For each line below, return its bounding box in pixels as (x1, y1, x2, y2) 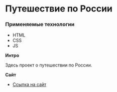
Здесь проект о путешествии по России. (5, 62, 92, 68)
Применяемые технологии (5, 21, 75, 28)
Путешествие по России (5, 3, 113, 14)
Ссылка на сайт (12, 81, 47, 87)
